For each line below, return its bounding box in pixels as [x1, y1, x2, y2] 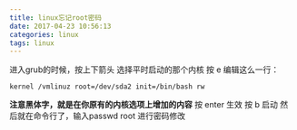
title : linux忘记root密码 [9, 13, 103, 23]
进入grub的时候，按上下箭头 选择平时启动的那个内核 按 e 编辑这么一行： [9, 64, 280, 75]
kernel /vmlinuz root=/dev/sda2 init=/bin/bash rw [9, 82, 205, 91]
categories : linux [9, 30, 79, 39]
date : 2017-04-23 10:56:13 [9, 22, 112, 31]
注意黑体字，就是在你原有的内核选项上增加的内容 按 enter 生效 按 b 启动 [9, 99, 279, 110]
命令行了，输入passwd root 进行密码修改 [33, 110, 186, 122]
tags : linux [9, 38, 54, 48]
